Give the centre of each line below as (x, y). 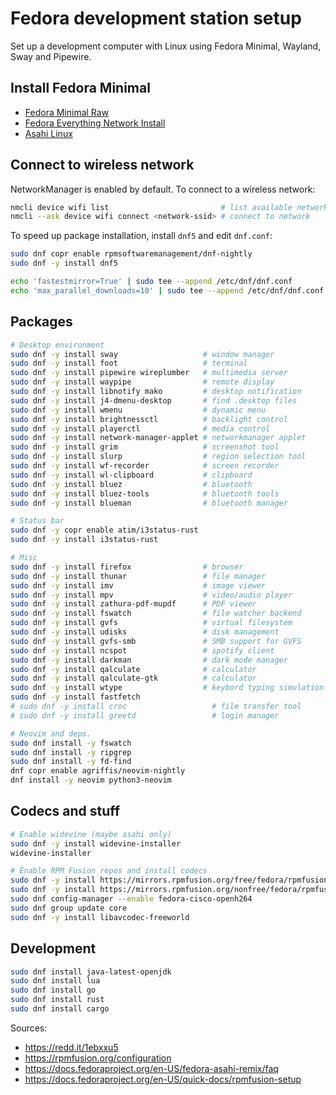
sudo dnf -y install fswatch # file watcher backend (156, 613)
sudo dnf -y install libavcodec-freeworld (100, 917)
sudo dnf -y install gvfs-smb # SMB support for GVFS (156, 641)
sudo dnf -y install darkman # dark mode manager (149, 660)
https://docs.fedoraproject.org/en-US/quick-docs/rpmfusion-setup (163, 1079)
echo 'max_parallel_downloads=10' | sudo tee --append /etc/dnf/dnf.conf (167, 290)
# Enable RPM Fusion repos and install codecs (109, 871)
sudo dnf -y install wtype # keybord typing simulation (167, 688)
